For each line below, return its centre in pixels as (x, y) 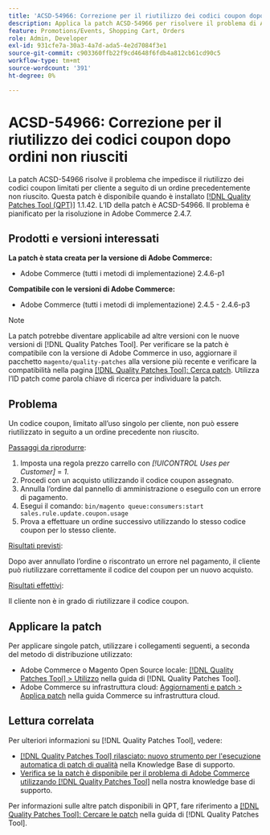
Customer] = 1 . (45, 472)
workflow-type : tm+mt (45, 61)
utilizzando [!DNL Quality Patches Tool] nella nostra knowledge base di (137, 781)
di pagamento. (44, 498)
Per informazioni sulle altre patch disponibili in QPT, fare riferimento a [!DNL (134, 805)
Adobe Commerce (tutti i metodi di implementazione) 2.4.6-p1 (122, 274)
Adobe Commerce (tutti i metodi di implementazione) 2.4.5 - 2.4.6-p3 (135, 305)
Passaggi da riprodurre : (47, 448)
